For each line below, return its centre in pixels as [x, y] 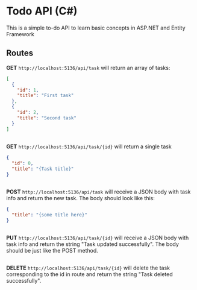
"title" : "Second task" [47, 118]
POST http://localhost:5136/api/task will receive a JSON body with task [98, 192]
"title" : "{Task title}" [43, 169]
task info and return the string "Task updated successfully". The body [93, 244]
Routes [20, 53]
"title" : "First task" [45, 96]
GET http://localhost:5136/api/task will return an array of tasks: [88, 68]
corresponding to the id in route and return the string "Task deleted [89, 274]
